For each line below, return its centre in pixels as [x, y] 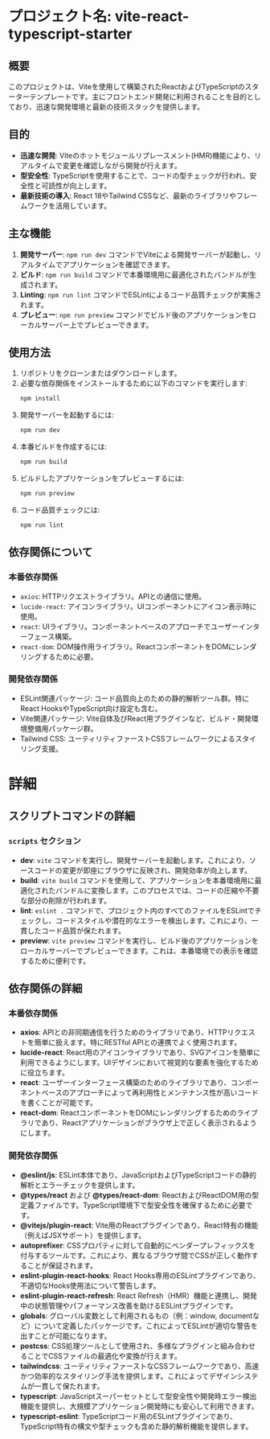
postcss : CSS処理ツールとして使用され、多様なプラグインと [120, 1346]
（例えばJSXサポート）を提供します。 [83, 1235]
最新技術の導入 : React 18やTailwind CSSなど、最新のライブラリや [128, 195]
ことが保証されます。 [62, 1265]
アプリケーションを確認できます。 [118, 264]
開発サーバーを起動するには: [67, 415]
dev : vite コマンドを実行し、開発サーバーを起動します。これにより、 [135, 860]
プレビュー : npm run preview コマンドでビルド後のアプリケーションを [134, 315]
